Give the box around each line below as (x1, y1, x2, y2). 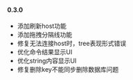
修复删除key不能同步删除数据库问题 (17, 65, 119, 74)
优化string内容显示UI (17, 56, 77, 65)
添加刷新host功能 (17, 22, 67, 31)
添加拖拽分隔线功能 (17, 31, 73, 39)
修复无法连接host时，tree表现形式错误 (17, 39, 127, 48)
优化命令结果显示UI (17, 48, 73, 56)
